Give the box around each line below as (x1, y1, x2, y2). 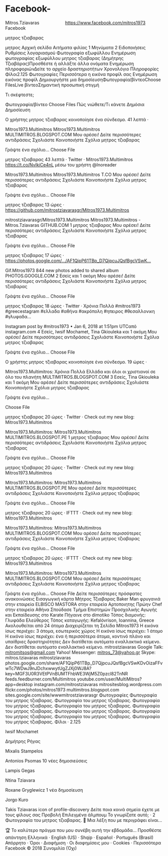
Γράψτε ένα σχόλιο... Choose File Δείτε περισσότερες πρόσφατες (5, 590, 142, 596)
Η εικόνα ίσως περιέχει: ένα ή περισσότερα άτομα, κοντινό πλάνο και (5, 633, 151, 639)
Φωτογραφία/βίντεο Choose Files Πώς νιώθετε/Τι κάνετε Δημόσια (5, 101, 144, 107)
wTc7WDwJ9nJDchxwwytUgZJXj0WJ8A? (5, 665, 92, 671)
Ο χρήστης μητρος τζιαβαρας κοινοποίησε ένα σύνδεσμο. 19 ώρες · (5, 359, 147, 365)
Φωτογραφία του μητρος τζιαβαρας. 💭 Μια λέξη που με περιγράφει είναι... (5, 817, 162, 823)
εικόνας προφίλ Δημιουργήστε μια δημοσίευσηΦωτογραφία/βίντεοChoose (5, 76, 161, 82)
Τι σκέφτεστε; (5, 92, 34, 98)
